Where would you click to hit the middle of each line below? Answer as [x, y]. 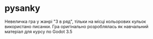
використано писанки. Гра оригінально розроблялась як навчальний [77, 26]
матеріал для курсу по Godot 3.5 [38, 31]
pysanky [22, 8]
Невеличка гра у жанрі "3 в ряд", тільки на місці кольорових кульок [76, 21]
